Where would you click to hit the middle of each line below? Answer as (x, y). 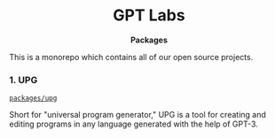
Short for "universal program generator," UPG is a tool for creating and (137, 115)
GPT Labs (149, 15)
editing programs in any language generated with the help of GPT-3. (134, 124)
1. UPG (24, 80)
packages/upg (33, 98)
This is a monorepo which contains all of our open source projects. (131, 57)
